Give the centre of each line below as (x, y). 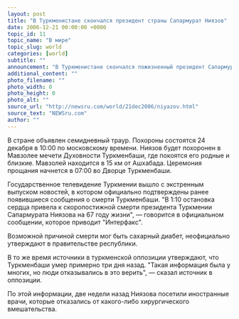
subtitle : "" (27, 61)
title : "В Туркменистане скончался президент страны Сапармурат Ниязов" (117, 21)
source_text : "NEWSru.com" (47, 113)
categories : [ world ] (38, 54)
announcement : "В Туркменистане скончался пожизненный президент (106, 67)
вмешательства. (32, 309)
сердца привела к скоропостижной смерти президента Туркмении (110, 206)
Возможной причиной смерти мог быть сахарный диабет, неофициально (118, 236)
